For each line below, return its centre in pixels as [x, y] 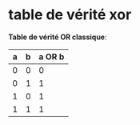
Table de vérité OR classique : [58, 37]
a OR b [52, 56]
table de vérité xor [70, 15]
